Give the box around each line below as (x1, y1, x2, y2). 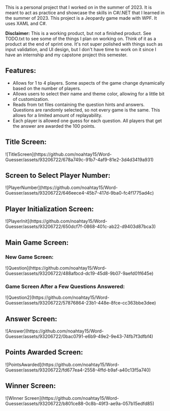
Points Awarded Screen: (5, 348, 83, 357)
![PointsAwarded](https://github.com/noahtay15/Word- (5, 361, 120, 367)
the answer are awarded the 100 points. (12, 123, 96, 129)
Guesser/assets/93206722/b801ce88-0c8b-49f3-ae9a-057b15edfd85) (5, 400, 155, 406)
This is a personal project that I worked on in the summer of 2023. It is (5, 5, 152, 10)
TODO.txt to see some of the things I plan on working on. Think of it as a (5, 35, 156, 42)
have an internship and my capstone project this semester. (5, 52, 128, 58)
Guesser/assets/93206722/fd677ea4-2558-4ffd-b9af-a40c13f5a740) (5, 367, 151, 373)
